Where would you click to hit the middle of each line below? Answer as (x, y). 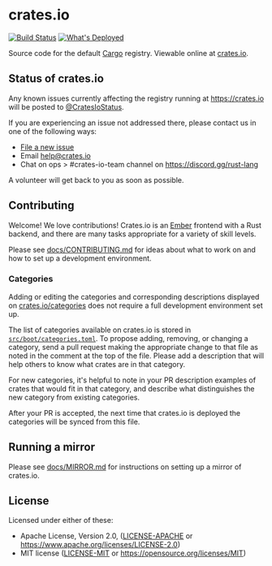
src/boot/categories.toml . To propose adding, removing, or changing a (129, 338)
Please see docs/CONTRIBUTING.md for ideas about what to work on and (132, 249)
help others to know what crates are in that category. (97, 364)
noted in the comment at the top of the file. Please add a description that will (136, 356)
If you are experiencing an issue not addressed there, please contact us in (132, 123)
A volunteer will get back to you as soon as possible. (96, 179)
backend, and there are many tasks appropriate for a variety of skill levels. (132, 234)
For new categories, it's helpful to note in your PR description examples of (132, 380)
